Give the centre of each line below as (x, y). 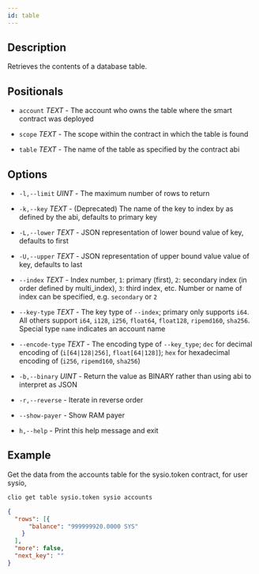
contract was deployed (56, 119)
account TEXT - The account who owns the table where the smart (125, 111)
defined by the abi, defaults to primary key (88, 217)
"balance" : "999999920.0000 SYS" (83, 527)
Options (28, 174)
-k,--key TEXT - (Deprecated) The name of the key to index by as (126, 209)
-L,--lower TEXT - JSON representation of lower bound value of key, (131, 232)
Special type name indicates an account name (92, 329)
